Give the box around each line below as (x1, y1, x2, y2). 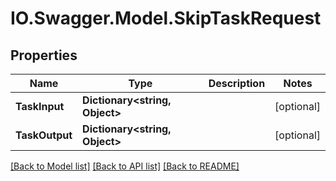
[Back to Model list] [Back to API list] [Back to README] (10, 160, 240, 172)
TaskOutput (15, 128, 73, 142)
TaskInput (15, 100, 65, 113)
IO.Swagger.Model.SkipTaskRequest (10, 7, 322, 30)
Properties (10, 47, 78, 64)
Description (208, 77, 266, 90)
